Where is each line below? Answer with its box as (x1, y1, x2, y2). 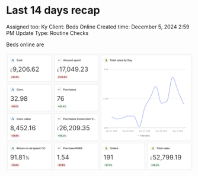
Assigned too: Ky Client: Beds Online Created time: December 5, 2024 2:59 (6, 23, 190, 30)
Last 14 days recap (6, 4, 100, 17)
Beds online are (6, 41, 44, 48)
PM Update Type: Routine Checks (6, 29, 89, 36)
